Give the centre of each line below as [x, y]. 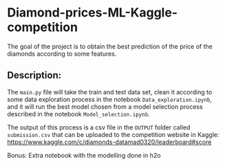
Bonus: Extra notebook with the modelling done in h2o [84, 155]
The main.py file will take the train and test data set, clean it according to [110, 92]
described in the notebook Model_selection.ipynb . [78, 114]
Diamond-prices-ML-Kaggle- [92, 13]
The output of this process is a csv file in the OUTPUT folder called [99, 127]
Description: [34, 75]
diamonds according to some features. [62, 54]
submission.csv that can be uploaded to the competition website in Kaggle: [113, 134]
